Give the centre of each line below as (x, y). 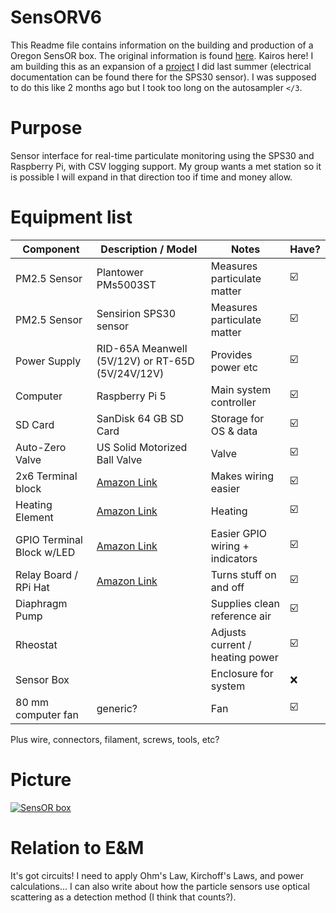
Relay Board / (47, 574)
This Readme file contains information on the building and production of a (162, 45)
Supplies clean (245, 603)
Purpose (46, 128)
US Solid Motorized (142, 447)
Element (34, 517)
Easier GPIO (239, 533)
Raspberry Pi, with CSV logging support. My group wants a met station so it (166, 166)
